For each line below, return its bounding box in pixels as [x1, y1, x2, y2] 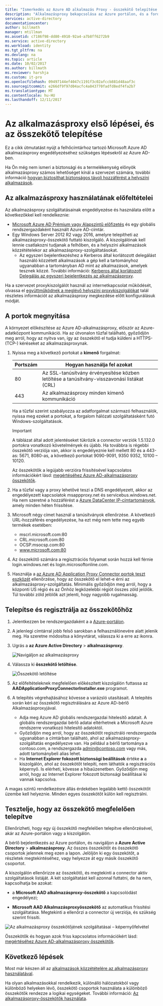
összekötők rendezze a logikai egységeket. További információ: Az [5, 990, 139, 996]
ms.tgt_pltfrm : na [5, 48, 42, 52]
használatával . [5, 971, 34, 976]
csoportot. [5, 860, 26, 867]
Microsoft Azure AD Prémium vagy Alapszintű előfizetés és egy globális [12, 221, 156, 227]
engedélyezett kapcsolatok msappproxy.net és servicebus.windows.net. [12, 492, 157, 498]
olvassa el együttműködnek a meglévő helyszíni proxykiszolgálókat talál [5, 287, 149, 293]
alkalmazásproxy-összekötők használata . [5, 996, 87, 1002]
